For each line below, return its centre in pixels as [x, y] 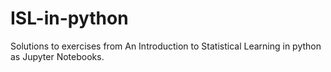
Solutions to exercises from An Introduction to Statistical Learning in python [166, 46]
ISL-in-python [69, 18]
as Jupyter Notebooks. [57, 56]
